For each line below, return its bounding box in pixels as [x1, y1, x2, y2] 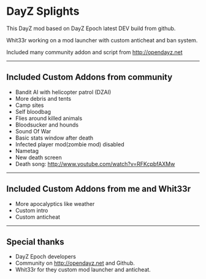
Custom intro [15, 206, 48, 214]
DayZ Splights [6, 4, 80, 18]
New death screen [15, 154, 63, 161]
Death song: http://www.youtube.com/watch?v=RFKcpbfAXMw [15, 160, 175, 167]
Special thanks [6, 237, 64, 247]
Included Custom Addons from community [6, 72, 173, 82]
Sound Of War [15, 127, 51, 135]
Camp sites [15, 101, 44, 109]
